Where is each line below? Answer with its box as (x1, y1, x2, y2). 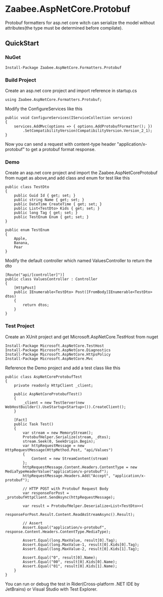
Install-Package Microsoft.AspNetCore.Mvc (5, 356, 93, 361)
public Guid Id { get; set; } (14, 193, 76, 198)
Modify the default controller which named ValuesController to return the (5, 258, 152, 264)
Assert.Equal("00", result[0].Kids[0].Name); (23, 559, 118, 564)
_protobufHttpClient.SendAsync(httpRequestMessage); (5, 495, 115, 500)
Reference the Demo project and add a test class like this (5, 365, 121, 371)
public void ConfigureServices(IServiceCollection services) (5, 115, 133, 120)
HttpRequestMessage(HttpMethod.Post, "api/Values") (5, 448, 113, 452)
